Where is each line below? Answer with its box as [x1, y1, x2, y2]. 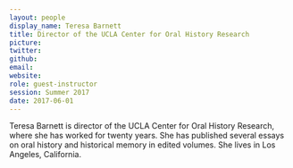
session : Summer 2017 [9, 88, 90, 97]
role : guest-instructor [9, 80, 98, 88]
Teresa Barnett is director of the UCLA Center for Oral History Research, [9, 121, 275, 131]
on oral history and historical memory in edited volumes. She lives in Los [9, 139, 276, 150]
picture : [9, 38, 42, 47]
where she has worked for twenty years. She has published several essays [9, 130, 284, 141]
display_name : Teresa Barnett [9, 21, 122, 30]
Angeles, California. [9, 149, 82, 160]
